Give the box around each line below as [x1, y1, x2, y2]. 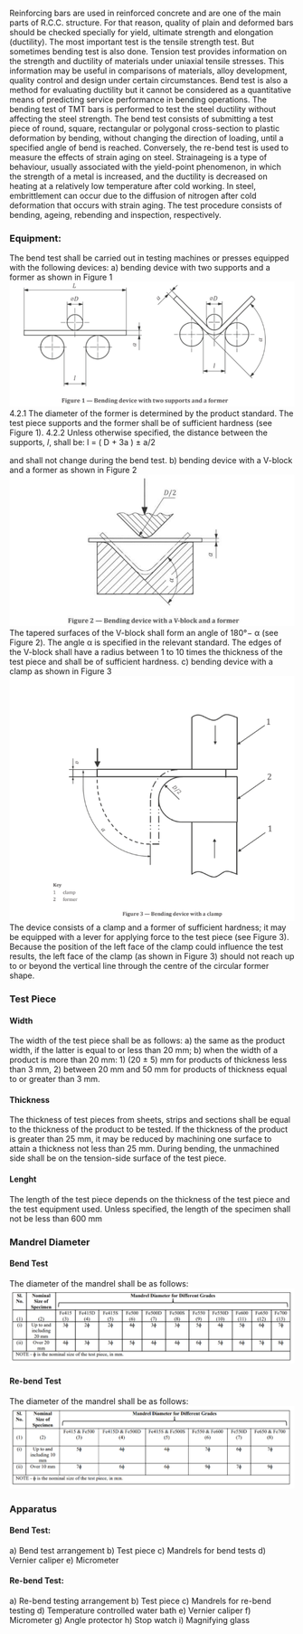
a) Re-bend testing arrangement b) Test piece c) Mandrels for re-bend [9, 1596, 271, 1607]
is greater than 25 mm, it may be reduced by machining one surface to [9, 1134, 272, 1145]
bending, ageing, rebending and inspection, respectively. [9, 210, 222, 220]
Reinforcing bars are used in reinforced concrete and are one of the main [9, 8, 281, 18]
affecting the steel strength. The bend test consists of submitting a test [9, 113, 274, 124]
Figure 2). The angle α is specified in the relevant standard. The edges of [9, 637, 282, 648]
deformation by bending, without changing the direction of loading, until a [9, 133, 284, 143]
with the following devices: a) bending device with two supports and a [9, 262, 270, 273]
